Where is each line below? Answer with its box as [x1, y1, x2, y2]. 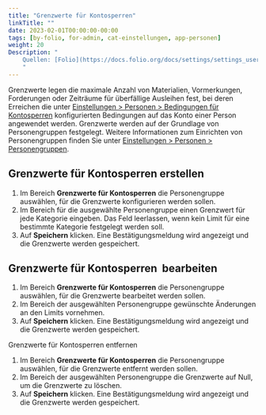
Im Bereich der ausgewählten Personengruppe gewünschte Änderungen [19, 299, 256, 309]
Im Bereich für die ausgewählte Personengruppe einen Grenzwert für [19, 205, 245, 214]
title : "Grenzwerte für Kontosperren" [8, 11, 136, 20]
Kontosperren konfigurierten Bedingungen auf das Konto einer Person [8, 110, 237, 120]
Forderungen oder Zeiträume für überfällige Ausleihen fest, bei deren [8, 93, 234, 103]
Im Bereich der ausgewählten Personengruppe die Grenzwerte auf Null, [19, 372, 253, 382]
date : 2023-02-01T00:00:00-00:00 [8, 26, 119, 34]
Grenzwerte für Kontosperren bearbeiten [8, 261, 218, 275]
